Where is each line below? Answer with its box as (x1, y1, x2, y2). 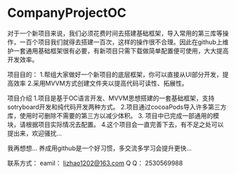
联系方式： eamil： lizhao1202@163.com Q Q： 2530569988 (7, 159, 183, 167)
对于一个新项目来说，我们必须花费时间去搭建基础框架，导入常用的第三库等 (7, 29, 223, 37)
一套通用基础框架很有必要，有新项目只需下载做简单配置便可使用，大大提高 (13, 46, 229, 55)
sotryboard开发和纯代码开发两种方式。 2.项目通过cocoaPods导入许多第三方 (7, 102, 227, 111)
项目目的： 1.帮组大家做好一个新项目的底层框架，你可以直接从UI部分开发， (7, 70, 223, 79)
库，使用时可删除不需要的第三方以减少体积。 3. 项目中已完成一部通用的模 (7, 111, 220, 120)
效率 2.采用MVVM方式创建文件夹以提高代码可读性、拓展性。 (13, 79, 188, 87)
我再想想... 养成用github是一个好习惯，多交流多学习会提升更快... (7, 144, 192, 152)
